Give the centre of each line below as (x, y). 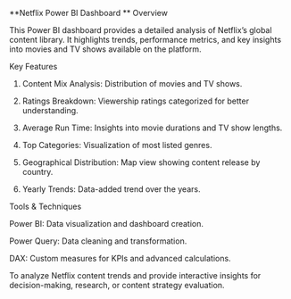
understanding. (50, 110)
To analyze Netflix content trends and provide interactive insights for (135, 275)
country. (37, 172)
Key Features (33, 66)
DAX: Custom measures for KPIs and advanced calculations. (120, 258)
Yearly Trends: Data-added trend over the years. (111, 189)
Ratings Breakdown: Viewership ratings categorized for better (136, 101)
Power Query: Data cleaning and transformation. (98, 241)
